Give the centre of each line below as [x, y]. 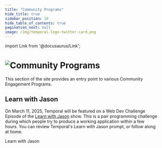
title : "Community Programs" [34, 9]
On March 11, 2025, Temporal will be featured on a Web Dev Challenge [75, 111]
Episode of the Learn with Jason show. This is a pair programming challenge [81, 116]
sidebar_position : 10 [27, 18]
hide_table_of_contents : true [36, 23]
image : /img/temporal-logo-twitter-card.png [51, 32]
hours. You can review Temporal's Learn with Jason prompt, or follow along [80, 126]
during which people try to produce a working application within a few [75, 121]
